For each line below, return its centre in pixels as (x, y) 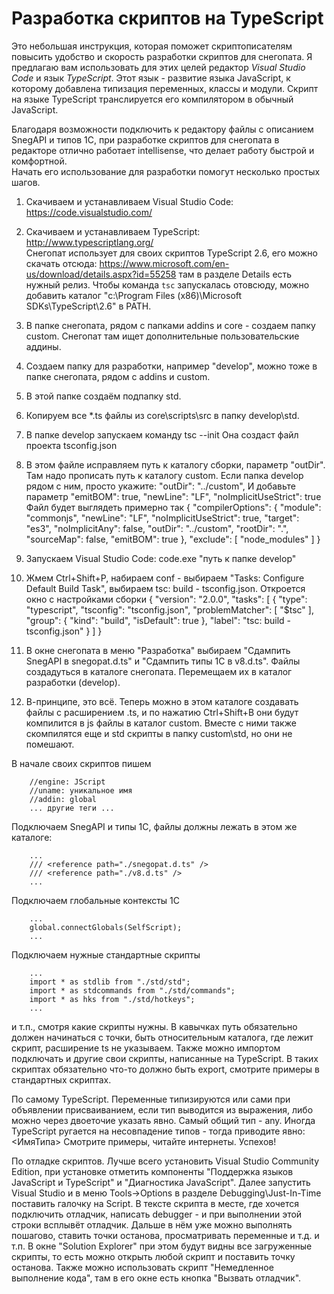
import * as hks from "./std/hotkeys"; (112, 999)
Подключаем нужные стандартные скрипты (106, 954)
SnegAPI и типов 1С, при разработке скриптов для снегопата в (145, 139)
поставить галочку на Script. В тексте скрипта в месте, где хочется (155, 1203)
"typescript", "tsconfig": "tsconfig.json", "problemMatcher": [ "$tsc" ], (169, 609)
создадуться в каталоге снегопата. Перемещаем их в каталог (159, 671)
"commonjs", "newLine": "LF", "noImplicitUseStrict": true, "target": (162, 518)
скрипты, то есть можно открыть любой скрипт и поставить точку (153, 1256)
